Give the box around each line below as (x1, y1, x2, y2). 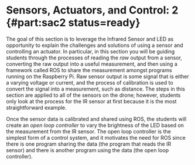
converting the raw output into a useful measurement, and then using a (6, 60, 177, 68)
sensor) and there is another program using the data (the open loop (6, 146, 169, 153)
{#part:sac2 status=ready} (6, 16, 141, 29)
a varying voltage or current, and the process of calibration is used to (6, 79, 174, 86)
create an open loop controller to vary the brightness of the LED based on (6, 122, 184, 129)
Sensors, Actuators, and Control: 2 (6, 4, 179, 17)
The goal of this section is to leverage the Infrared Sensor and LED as (6, 35, 174, 42)
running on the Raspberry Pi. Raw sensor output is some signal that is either (6, 73, 189, 80)
